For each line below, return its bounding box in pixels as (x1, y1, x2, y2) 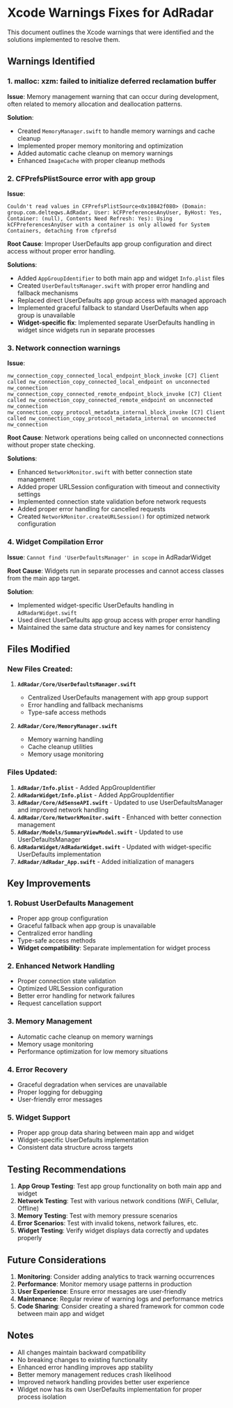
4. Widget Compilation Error (7, 537, 104, 547)
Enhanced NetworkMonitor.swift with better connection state (17, 468, 193, 477)
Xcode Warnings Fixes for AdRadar (7, 5, 214, 21)
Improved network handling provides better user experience (17, 1377, 190, 1386)
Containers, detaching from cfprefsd (7, 227, 117, 234)
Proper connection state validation (17, 977, 116, 985)
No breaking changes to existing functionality (17, 1355, 148, 1363)
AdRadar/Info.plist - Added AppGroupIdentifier (17, 783, 156, 791)
